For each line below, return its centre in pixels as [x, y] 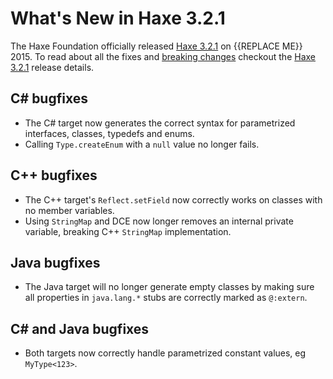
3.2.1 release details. [52, 67]
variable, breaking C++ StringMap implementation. [128, 231]
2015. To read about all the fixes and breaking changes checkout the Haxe [163, 56]
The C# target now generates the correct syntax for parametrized [160, 123]
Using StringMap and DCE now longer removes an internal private [159, 221]
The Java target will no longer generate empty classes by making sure [169, 287]
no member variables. [69, 210]
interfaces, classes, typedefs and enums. [109, 133]
